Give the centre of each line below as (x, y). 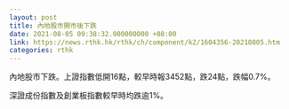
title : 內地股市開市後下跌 (53, 26)
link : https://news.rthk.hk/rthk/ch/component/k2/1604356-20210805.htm (144, 42)
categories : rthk (41, 51)
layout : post (33, 17)
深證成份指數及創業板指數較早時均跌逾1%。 (89, 96)
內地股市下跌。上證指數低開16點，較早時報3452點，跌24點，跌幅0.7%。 (142, 77)
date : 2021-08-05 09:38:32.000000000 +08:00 (93, 34)
